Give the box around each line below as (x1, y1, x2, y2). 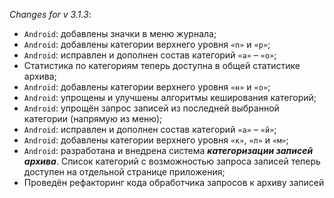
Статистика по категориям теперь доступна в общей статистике (23, 60, 301, 71)
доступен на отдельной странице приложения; (23, 166, 226, 178)
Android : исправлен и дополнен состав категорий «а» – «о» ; (23, 49, 277, 61)
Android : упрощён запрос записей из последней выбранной (23, 102, 280, 114)
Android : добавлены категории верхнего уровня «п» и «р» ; (23, 39, 271, 50)
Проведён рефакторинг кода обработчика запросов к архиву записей (23, 177, 325, 188)
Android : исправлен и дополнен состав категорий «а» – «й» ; (23, 124, 277, 135)
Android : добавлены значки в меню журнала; (23, 28, 217, 39)
